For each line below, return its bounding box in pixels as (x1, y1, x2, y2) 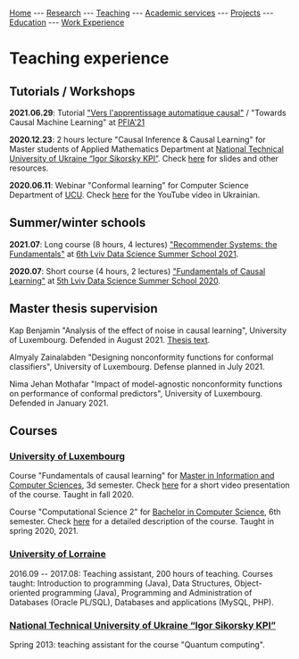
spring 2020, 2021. (9, 526, 79, 537)
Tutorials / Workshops (9, 84, 136, 99)
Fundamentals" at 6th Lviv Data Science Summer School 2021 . (9, 248, 239, 259)
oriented (9, 587, 40, 597)
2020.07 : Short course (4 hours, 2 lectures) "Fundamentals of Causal (9, 265, 266, 276)
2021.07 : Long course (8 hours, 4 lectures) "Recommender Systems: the (9, 238, 278, 249)
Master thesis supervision (9, 301, 158, 316)
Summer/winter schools (9, 215, 146, 230)
